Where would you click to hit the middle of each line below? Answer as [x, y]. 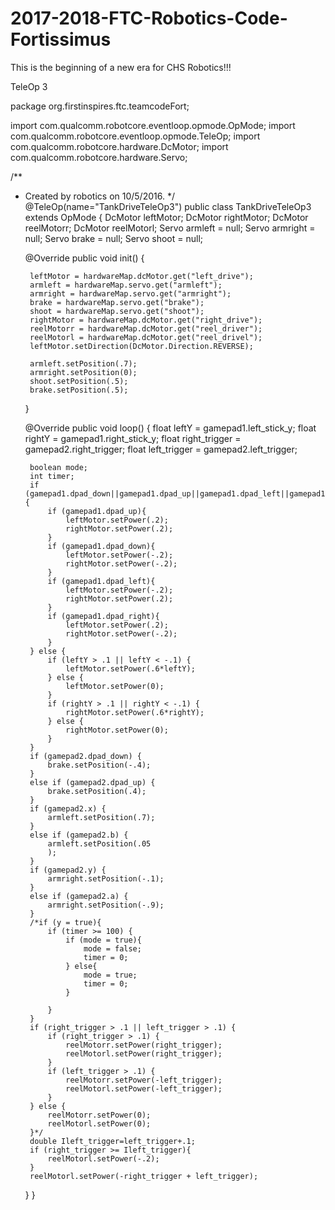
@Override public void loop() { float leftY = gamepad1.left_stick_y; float [170, 428]
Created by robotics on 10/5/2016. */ [99, 196]
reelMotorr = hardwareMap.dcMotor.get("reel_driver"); [146, 328]
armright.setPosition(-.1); [106, 878]
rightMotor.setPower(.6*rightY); [135, 712]
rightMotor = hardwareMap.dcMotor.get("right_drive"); [146, 320]
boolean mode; [59, 467]
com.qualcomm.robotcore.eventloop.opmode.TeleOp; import [135, 136]
